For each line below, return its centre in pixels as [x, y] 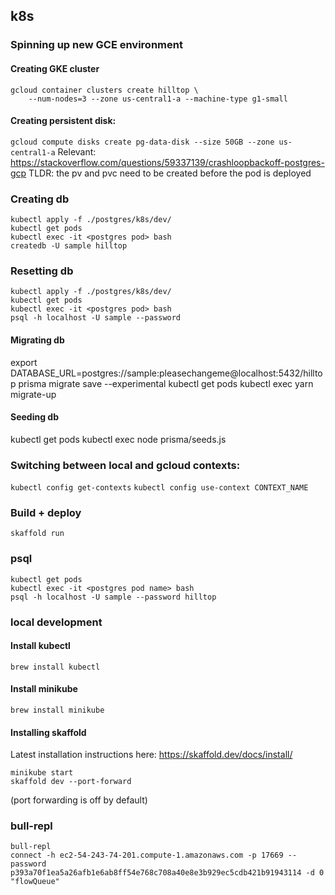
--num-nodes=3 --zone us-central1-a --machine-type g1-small [158, 99]
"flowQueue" [35, 882]
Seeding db [34, 417]
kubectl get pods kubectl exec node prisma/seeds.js [118, 439]
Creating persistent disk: [63, 121]
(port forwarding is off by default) [79, 800]
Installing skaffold [48, 732]
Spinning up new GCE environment [96, 45]
